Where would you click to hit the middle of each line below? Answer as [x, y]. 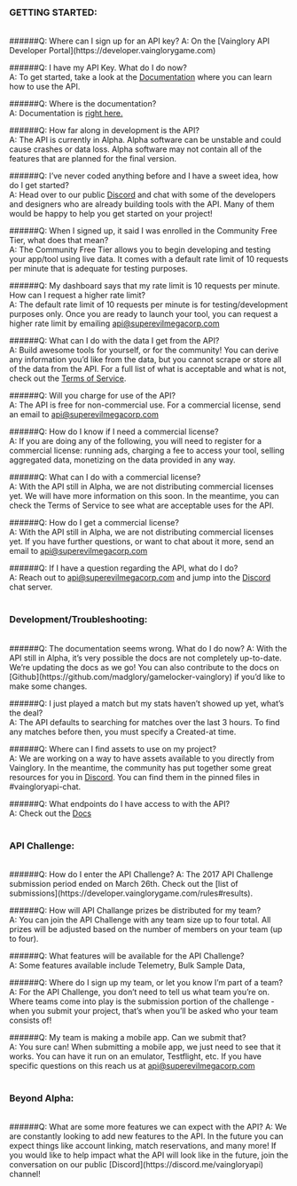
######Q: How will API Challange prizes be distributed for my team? [135, 910]
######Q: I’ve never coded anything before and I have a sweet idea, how [144, 176]
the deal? [26, 713]
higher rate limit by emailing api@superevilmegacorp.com [114, 324]
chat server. [31, 587]
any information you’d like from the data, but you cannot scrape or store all [145, 360]
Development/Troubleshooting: [78, 620]
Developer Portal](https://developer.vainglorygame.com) [113, 51]
